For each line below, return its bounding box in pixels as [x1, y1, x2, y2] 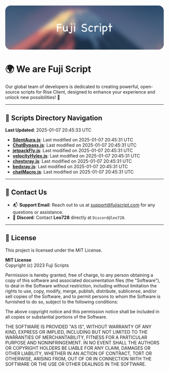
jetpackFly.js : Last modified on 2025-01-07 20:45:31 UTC [12, 147, 133, 154]
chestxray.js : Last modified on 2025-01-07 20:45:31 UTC [12, 158, 132, 164]
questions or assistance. [12, 209, 64, 215]
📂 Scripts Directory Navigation [5, 114, 103, 122]
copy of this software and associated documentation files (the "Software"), [5, 277, 161, 283]
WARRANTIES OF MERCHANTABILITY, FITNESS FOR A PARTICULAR [5, 334, 147, 340]
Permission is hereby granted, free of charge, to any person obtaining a [5, 272, 153, 278]
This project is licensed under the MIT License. [5, 247, 103, 253]
